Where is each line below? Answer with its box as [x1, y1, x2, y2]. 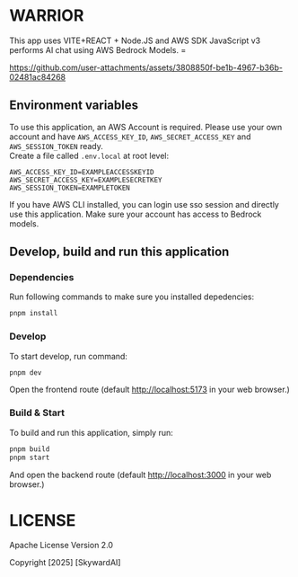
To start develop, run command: [9, 351, 128, 361]
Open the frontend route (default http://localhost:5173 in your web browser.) [9, 384, 290, 395]
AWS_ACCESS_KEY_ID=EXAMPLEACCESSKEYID [9, 167, 154, 176]
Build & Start [9, 406, 66, 419]
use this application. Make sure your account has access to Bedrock [9, 209, 262, 219]
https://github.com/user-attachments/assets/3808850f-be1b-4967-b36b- [9, 62, 283, 73]
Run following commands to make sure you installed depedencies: [9, 291, 255, 302]
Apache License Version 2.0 [9, 540, 114, 551]
